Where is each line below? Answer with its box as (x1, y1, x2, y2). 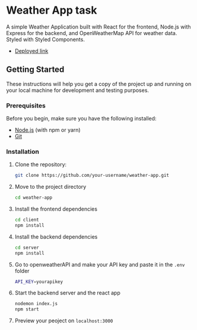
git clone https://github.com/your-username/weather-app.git (14, 173, 170, 179)
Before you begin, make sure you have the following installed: (6, 115, 157, 122)
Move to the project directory (14, 183, 87, 191)
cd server (14, 245, 40, 250)
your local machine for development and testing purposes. (6, 87, 150, 94)
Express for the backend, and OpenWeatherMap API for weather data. (6, 29, 177, 36)
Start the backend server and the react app (14, 289, 120, 297)
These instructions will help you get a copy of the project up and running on (6, 80, 192, 87)
